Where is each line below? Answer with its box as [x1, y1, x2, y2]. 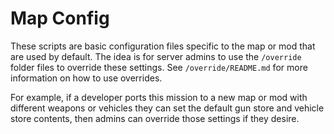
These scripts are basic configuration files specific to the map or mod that [10, 40, 316, 52]
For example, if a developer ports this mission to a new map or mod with [10, 91, 308, 103]
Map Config [10, 7, 110, 30]
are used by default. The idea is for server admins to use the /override [10, 50, 302, 62]
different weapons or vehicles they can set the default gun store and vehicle [10, 102, 325, 114]
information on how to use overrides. [10, 72, 163, 84]
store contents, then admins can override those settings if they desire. [10, 112, 300, 124]
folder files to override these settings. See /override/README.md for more [10, 61, 308, 73]
